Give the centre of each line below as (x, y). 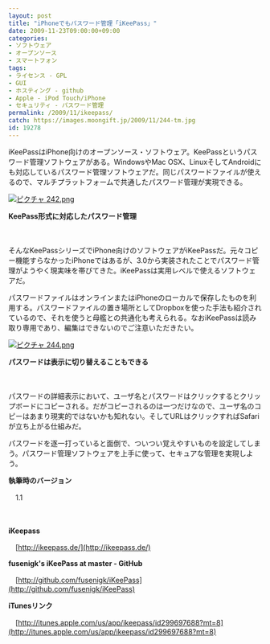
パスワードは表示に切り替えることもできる (78, 362)
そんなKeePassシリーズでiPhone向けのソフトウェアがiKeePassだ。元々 (127, 250)
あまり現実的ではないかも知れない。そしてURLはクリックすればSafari (144, 416)
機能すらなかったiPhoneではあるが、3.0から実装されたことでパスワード (134, 260)
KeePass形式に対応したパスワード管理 (72, 216)
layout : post (30, 16)
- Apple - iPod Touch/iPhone (57, 98)
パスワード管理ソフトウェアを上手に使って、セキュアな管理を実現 (131, 453)
